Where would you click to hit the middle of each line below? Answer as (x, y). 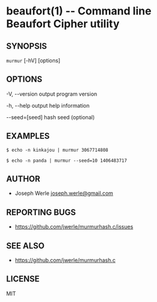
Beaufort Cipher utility (63, 24)
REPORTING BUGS (41, 212)
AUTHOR (23, 179)
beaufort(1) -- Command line (79, 11)
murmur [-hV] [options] (33, 60)
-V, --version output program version (52, 94)
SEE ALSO (25, 246)
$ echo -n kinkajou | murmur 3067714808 (58, 150)
